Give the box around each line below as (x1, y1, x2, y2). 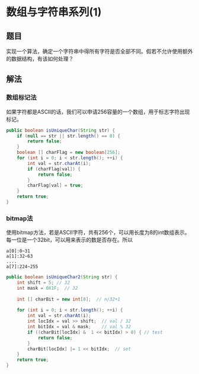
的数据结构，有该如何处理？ (6, 55, 74, 62)
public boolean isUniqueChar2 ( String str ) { (6, 274, 118, 280)
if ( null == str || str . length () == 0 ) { (17, 133, 121, 139)
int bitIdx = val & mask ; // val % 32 (27, 324, 131, 330)
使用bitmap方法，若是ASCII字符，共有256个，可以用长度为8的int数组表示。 (6, 229, 191, 236)
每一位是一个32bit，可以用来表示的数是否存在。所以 (6, 236, 133, 243)
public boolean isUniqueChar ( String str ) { (6, 127, 115, 134)
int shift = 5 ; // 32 (17, 280, 70, 286)
